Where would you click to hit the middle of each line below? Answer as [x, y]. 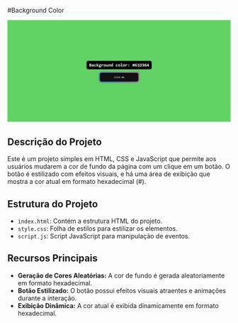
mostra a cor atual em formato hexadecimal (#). [77, 182]
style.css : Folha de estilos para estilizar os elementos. [98, 228]
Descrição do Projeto [55, 142]
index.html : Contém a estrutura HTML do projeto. [90, 221]
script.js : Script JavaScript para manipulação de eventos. [103, 236]
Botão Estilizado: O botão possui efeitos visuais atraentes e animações [122, 290]
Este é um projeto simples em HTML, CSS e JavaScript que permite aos [112, 159]
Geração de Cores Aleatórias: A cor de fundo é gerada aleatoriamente [121, 275]
